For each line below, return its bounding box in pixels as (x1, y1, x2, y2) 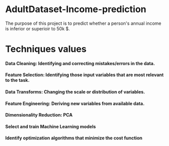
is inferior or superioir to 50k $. (5, 25, 70, 31)
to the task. (5, 77, 30, 83)
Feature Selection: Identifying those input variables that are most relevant (5, 72, 164, 78)
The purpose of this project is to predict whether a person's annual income (5, 20, 161, 26)
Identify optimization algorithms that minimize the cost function (5, 135, 143, 141)
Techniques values (5, 43, 87, 55)
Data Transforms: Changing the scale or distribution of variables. (5, 88, 145, 94)
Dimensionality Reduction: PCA (5, 112, 73, 118)
